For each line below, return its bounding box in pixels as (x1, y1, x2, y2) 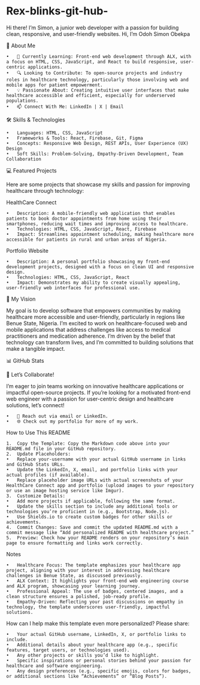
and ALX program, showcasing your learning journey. (6, 583, 141, 589)
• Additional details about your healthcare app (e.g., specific (6, 642, 178, 648)
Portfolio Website (6, 247, 49, 254)
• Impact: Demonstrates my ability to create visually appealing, (6, 280, 181, 286)
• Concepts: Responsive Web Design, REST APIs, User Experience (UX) (6, 140, 189, 146)
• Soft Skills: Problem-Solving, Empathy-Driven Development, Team (6, 151, 184, 157)
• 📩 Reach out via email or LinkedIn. (6, 413, 109, 419)
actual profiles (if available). (6, 472, 90, 478)
